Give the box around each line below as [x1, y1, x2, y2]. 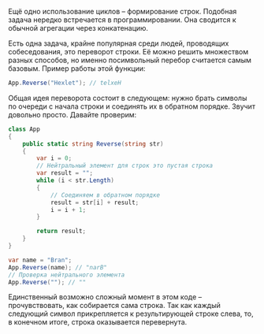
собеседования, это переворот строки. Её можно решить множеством [8, 47, 249, 56]
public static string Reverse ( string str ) [22, 139, 164, 148]
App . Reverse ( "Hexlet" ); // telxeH [8, 79, 122, 87]
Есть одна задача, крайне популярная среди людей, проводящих [8, 39, 229, 48]
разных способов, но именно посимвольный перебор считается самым [8, 55, 252, 65]
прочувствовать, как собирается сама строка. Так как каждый [8, 301, 221, 310]
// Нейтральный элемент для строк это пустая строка [36, 161, 214, 170]
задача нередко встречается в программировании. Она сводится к [8, 15, 236, 24]
